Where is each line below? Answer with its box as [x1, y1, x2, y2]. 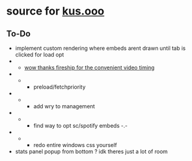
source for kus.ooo [6, 4, 105, 18]
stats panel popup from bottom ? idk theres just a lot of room [15, 148, 168, 155]
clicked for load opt [15, 51, 64, 58]
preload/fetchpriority [33, 83, 86, 91]
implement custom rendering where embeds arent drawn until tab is [15, 44, 186, 52]
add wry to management [33, 103, 96, 110]
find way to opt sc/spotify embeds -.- [33, 122, 128, 129]
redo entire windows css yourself [33, 142, 118, 148]
